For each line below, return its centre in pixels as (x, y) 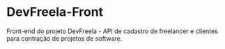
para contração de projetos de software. (64, 38)
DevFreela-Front (55, 12)
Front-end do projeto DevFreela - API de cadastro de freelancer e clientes (113, 31)
